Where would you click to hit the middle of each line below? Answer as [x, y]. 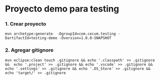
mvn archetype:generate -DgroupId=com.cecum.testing [61, 34]
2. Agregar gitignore [29, 50]
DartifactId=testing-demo [31, 38]
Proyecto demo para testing [62, 9]
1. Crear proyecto [26, 24]
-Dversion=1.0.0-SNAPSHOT [85, 38]
